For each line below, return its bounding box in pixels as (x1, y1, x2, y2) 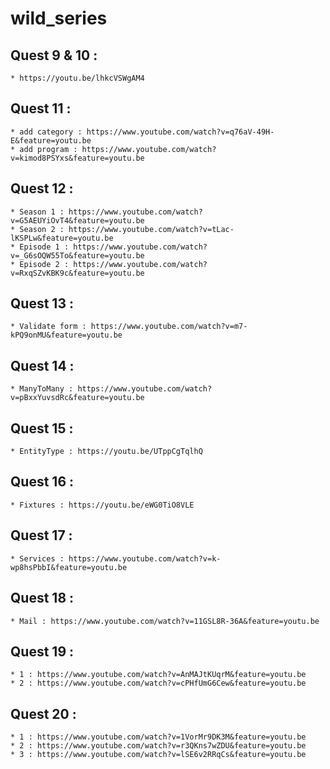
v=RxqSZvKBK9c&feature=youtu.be (10, 268, 145, 278)
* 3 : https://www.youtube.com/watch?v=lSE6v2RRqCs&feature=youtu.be (10, 750, 307, 760)
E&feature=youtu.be (10, 135, 92, 146)
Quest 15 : (10, 420, 74, 437)
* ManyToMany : (10, 384, 74, 394)
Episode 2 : (19, 259, 70, 269)
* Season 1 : (10, 207, 65, 217)
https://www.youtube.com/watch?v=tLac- (68, 224, 235, 234)
